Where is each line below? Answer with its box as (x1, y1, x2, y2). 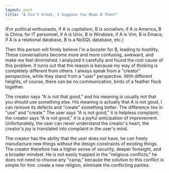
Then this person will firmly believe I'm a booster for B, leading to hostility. (5, 46, 159, 52)
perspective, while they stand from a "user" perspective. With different (5, 73, 152, 79)
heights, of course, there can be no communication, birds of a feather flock (5, 78, 161, 84)
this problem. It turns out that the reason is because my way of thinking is (5, 62, 158, 68)
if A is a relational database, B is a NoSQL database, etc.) (5, 36, 124, 43)
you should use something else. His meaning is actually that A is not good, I (5, 99, 162, 105)
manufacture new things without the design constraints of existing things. (5, 140, 158, 146)
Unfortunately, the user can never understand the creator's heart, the (5, 120, 149, 126)
